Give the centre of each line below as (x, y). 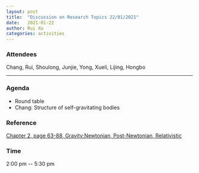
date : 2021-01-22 (30, 23)
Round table (29, 101)
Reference (21, 123)
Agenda (18, 88)
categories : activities (36, 34)
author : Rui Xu (25, 28)
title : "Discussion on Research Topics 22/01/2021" (73, 17)
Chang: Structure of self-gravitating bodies (67, 107)
